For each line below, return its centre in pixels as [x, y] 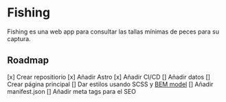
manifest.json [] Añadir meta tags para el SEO [71, 91]
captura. [19, 38]
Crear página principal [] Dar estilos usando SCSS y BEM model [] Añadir [110, 84]
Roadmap [28, 61]
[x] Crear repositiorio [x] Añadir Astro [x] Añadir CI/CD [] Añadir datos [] [109, 77]
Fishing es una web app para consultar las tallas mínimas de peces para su [113, 31]
